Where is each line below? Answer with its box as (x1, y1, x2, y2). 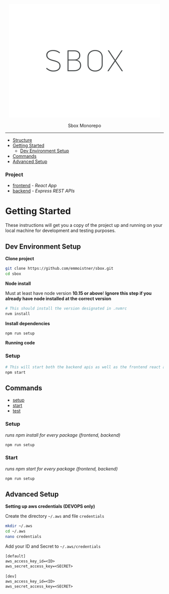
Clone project (5, 256, 34, 262)
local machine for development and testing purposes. (5, 227, 116, 233)
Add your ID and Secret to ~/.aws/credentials (5, 544, 101, 550)
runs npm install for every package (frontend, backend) (5, 432, 121, 438)
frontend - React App (12, 183, 57, 189)
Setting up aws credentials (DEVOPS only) (5, 503, 96, 509)
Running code (5, 340, 35, 346)
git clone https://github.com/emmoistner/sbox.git (5, 266, 114, 271)
